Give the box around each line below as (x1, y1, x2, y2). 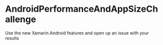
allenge (5, 14, 36, 25)
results (5, 35, 19, 41)
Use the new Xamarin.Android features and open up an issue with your (5, 30, 149, 36)
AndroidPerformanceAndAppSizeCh (5, 3, 158, 15)
